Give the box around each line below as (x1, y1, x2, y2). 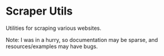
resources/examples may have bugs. (5, 43, 98, 50)
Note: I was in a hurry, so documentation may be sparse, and (5, 36, 159, 43)
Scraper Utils (5, 4, 73, 18)
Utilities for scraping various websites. (5, 24, 101, 32)
